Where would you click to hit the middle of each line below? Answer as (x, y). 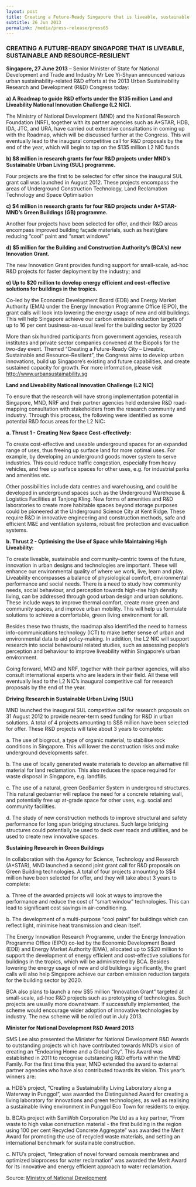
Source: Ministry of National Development (56, 1178)
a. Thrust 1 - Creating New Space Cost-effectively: (69, 432)
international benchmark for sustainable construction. (71, 1142)
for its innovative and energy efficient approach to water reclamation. (90, 1167)
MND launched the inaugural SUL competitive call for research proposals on (98, 710)
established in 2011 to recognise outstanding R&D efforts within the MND (94, 1058)
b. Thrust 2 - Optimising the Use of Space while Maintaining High (87, 541)
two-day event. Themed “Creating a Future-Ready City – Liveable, (86, 348)
